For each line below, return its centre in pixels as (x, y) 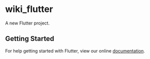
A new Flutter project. (27, 23)
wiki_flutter (29, 9)
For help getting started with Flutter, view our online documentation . (75, 50)
